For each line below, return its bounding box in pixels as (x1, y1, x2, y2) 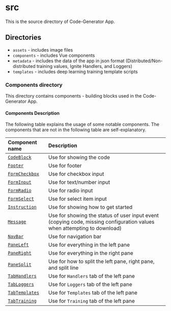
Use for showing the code (48, 154, 110, 161)
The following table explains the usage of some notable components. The (5, 122, 159, 128)
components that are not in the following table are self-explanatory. (5, 127, 147, 133)
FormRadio (8, 188, 32, 194)
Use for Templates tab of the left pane (48, 289, 137, 296)
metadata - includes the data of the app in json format (12, 58, 125, 64)
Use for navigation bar (48, 233, 102, 240)
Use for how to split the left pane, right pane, (48, 258, 155, 265)
